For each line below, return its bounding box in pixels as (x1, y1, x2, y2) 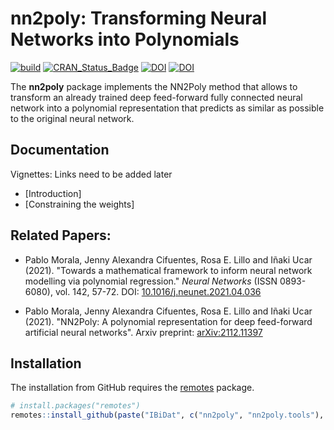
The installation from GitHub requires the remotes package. (10, 382, 255, 394)
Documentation (10, 142, 110, 159)
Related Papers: (10, 227, 112, 244)
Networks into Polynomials (10, 28, 240, 51)
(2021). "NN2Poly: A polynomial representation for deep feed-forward (24, 315, 313, 327)
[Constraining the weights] (24, 198, 135, 210)
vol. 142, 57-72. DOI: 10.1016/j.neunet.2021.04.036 (54, 285, 262, 297)
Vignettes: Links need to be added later (10, 168, 173, 180)
